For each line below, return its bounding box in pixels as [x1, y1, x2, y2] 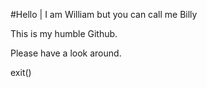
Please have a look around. [10, 47, 122, 59]
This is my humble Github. [10, 28, 118, 39]
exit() [10, 67, 32, 78]
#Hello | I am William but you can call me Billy [10, 9, 198, 20]
